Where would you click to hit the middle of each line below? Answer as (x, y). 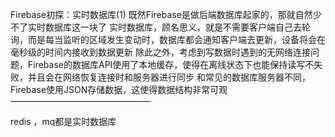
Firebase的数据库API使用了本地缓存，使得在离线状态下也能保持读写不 (171, 64)
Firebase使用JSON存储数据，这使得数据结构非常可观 (119, 89)
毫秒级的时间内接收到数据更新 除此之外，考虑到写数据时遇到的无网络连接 (160, 52)
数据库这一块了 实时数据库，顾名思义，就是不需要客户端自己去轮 (177, 27)
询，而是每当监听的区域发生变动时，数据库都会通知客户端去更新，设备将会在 (168, 39)
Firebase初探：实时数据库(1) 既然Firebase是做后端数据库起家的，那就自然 (161, 14)
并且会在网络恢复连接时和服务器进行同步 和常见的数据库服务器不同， (169, 77)
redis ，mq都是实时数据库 (63, 121)
